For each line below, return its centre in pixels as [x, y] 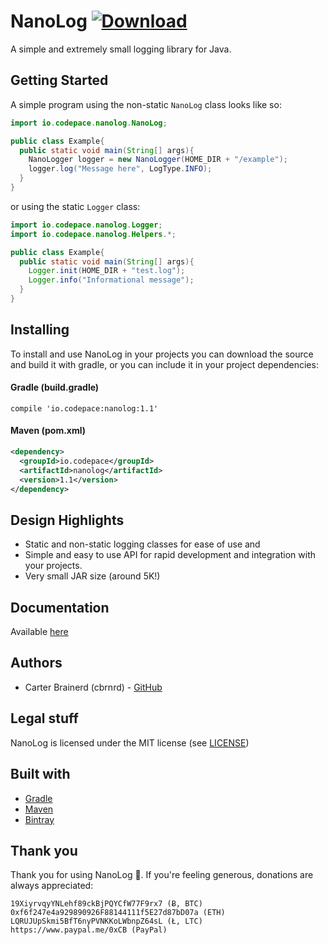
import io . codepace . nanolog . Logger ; [86, 225]
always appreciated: [52, 886]
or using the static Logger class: [75, 206]
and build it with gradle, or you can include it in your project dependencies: [164, 364]
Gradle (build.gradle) [55, 387]
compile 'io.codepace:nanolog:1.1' [84, 408]
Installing [40, 330]
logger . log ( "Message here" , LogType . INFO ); [120, 169]
